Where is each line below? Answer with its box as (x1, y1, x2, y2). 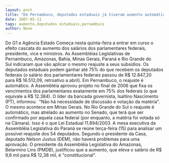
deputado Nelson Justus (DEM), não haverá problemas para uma (5, 136, 140, 142)
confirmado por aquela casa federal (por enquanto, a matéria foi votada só (5, 115, 160, 121)
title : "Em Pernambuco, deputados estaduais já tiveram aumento (5, 12, 143, 17)
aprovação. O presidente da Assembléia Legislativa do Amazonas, (5, 141, 142, 147)
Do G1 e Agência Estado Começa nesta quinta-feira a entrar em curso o (5, 40, 153, 46)
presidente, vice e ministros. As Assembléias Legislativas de (5, 51, 130, 57)
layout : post (5, 7, 33, 13)
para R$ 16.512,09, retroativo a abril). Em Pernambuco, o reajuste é (5, 77, 144, 84)
